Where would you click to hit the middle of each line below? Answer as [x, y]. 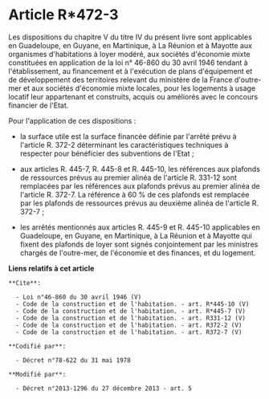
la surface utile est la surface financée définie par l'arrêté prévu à [128, 136]
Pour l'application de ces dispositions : [72, 120]
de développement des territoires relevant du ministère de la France [120, 79]
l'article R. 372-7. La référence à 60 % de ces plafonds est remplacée [134, 194]
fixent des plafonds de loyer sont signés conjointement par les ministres [139, 244]
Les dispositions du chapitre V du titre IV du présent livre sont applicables [130, 37]
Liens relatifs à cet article [51, 268]
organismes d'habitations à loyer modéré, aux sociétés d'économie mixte [129, 54]
